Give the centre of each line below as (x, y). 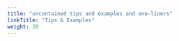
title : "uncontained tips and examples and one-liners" (90, 14)
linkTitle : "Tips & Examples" (51, 20)
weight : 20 (23, 26)
